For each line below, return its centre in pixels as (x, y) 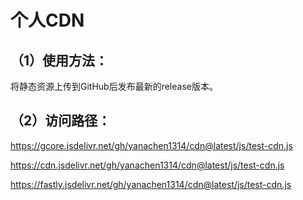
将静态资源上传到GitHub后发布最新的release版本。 (114, 86)
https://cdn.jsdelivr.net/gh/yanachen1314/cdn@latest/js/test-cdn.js (147, 165)
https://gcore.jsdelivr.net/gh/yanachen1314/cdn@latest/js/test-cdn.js (151, 145)
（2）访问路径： (61, 121)
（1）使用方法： (59, 60)
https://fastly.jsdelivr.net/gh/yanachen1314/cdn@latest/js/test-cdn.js (151, 184)
